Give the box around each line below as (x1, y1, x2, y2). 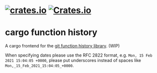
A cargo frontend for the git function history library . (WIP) (5, 43, 120, 49)
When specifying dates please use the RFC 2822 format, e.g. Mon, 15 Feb (5, 52, 153, 58)
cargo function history (5, 27, 98, 38)
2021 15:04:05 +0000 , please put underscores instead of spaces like (5, 58, 141, 63)
